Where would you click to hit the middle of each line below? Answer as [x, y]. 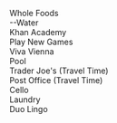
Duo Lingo [29, 109]
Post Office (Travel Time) [56, 80]
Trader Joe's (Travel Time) [59, 71]
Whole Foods [34, 13]
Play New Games [41, 42]
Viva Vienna [32, 52]
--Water [24, 23]
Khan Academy [38, 32]
